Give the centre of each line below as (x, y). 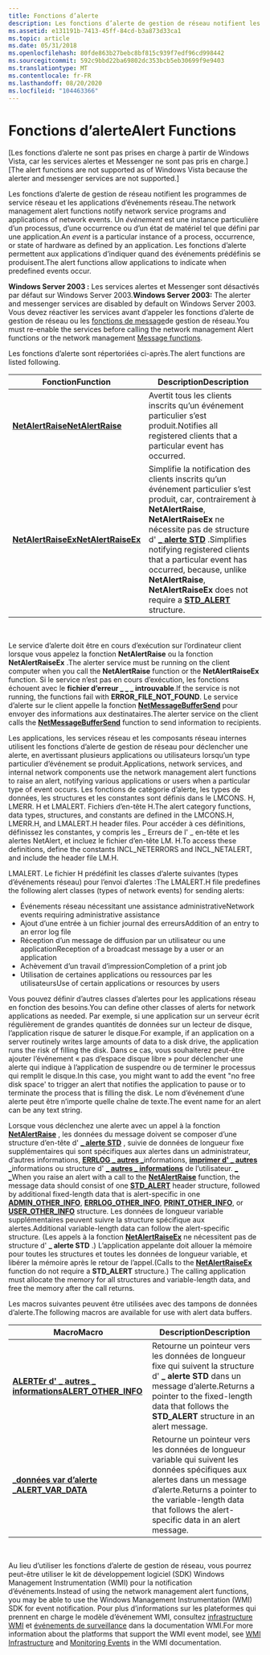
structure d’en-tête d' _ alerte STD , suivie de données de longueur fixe (126, 1143)
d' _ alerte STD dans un (196, 1376)
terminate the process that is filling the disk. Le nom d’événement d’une (127, 1093)
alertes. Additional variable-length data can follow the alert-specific (119, 1228)
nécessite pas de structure (199, 530)
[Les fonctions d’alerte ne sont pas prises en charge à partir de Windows (129, 153)
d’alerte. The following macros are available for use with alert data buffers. (130, 1313)
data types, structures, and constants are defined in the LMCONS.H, (121, 815)
